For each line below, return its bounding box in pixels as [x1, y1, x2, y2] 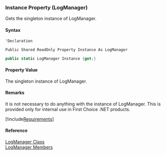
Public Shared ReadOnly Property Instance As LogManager [5, 47, 128, 52]
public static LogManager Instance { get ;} [5, 56, 96, 61]
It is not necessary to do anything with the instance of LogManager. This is [5, 100, 161, 107]
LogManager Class [5, 138, 45, 145]
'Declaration [5, 38, 33, 43]
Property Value [5, 67, 38, 73]
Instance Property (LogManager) [5, 4, 88, 11]
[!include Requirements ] [5, 116, 54, 122]
